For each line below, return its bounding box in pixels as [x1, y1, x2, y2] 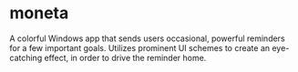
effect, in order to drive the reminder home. [44, 52, 207, 63]
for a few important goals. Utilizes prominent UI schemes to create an [9, 42, 271, 53]
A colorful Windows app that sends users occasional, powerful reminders [9, 33, 285, 44]
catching [9, 52, 43, 63]
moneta [9, 3, 69, 24]
